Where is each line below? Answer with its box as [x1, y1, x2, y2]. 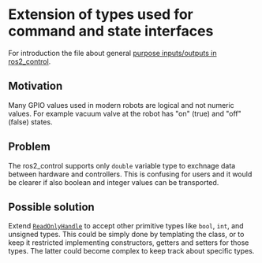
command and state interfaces [8, 22, 214, 40]
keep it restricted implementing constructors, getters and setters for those [8, 238, 249, 247]
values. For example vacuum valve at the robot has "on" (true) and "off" [8, 109, 242, 118]
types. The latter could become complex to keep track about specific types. [8, 246, 255, 256]
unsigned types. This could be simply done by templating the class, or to [8, 230, 245, 239]
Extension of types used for [8, 6, 193, 24]
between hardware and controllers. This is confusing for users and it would [8, 169, 253, 179]
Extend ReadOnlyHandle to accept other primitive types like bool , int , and [8, 221, 244, 231]
